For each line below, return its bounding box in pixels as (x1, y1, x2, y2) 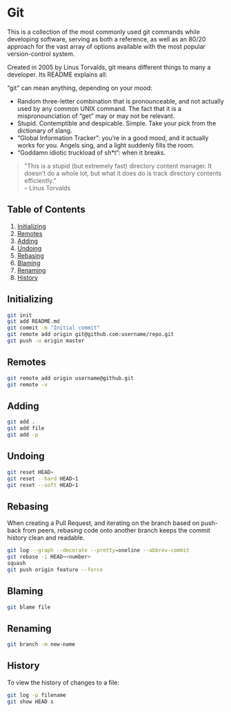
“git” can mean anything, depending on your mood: (7, 83, 153, 92)
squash (7, 560, 26, 566)
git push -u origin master (7, 337, 85, 344)
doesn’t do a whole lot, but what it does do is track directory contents (23, 169, 222, 177)
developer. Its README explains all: (7, 70, 108, 79)
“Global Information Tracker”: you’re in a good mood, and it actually (17, 133, 209, 142)
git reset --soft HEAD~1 (7, 482, 79, 488)
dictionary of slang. (17, 126, 72, 135)
